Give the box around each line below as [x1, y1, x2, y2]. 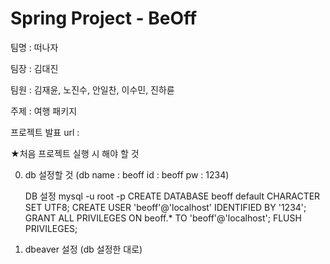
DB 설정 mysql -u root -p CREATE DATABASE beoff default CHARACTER [24, 190, 321, 202]
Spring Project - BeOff [10, 7, 198, 30]
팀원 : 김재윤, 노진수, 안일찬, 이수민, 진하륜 [10, 83, 175, 96]
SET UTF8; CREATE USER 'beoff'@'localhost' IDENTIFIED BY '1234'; [24, 201, 307, 213]
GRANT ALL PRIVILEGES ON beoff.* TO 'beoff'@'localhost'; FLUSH [24, 212, 302, 224]
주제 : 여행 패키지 [10, 105, 78, 117]
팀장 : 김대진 [10, 62, 59, 74]
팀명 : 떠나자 [10, 41, 59, 53]
